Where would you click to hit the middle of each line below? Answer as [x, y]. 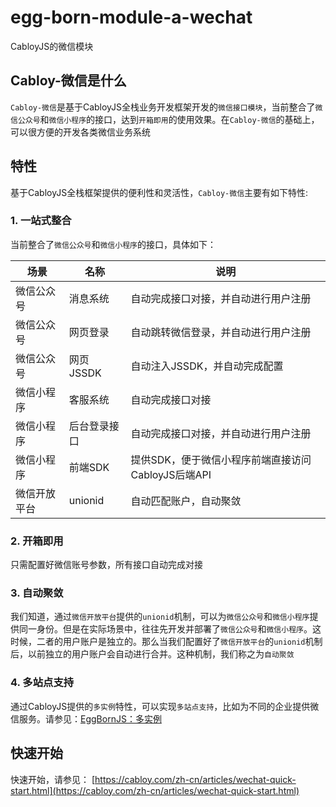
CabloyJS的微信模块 [52, 46]
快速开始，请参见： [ [53, 779]
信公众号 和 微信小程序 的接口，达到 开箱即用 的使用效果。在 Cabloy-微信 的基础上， [165, 119]
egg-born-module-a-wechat [131, 17]
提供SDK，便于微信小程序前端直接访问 [221, 459]
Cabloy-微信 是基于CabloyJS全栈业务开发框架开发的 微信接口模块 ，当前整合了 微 [166, 107]
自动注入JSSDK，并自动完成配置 [207, 366]
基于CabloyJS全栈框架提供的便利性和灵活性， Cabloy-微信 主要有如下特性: [159, 192]
